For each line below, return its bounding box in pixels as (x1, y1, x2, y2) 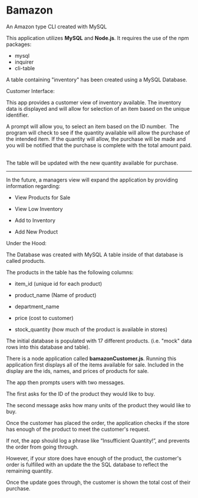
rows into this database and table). (6, 343, 90, 351)
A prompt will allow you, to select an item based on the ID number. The (6, 123, 179, 130)
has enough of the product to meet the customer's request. (6, 426, 150, 433)
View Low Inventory (14, 205, 63, 212)
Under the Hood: (6, 239, 47, 246)
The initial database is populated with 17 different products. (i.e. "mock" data (6, 337, 192, 344)
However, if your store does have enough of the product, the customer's (6, 454, 181, 461)
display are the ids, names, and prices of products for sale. (6, 367, 149, 374)
